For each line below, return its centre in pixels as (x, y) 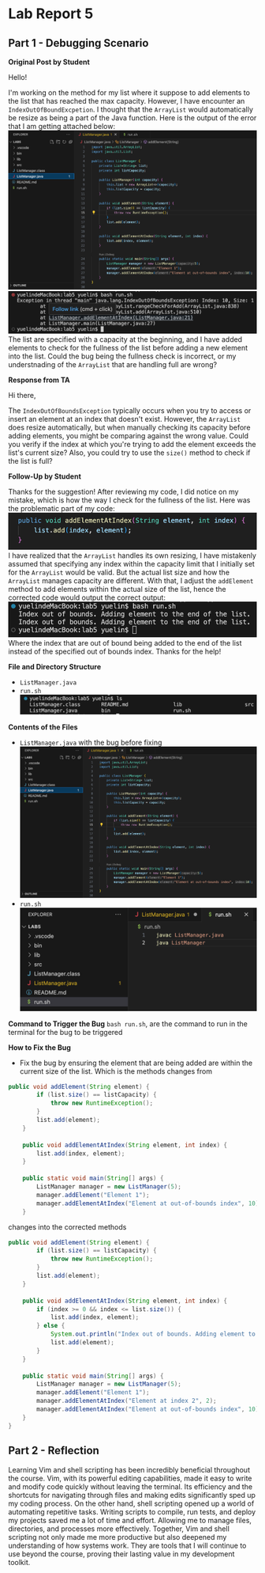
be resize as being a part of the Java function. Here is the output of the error (132, 118)
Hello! (18, 77)
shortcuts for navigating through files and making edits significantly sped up (132, 1495)
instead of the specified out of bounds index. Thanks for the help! (115, 651)
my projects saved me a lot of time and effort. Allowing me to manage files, (130, 1520)
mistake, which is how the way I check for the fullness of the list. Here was (129, 500)
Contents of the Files (43, 727)
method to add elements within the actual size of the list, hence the (117, 589)
